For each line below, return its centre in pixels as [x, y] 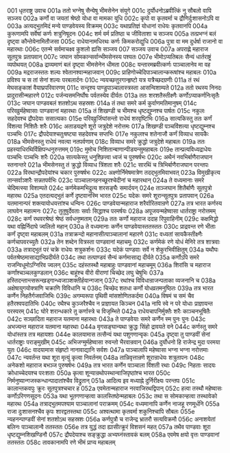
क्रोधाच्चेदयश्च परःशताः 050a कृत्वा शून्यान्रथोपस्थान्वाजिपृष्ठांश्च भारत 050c [89, 373]
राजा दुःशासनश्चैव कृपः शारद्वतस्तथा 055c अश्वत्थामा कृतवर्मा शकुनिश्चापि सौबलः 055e [101, 412]
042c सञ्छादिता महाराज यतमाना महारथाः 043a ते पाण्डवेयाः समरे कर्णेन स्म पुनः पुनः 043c [106, 319]
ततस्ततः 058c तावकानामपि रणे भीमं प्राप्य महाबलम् [61, 442]
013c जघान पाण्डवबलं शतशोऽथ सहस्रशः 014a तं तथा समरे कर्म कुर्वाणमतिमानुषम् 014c [102, 103]
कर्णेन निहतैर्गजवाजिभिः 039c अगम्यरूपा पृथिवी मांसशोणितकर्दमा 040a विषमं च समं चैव [101, 296]
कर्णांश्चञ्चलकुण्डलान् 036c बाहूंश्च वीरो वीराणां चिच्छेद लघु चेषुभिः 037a [86, 273]
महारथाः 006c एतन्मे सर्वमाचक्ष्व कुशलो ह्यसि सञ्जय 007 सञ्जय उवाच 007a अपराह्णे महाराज [108, 49]
